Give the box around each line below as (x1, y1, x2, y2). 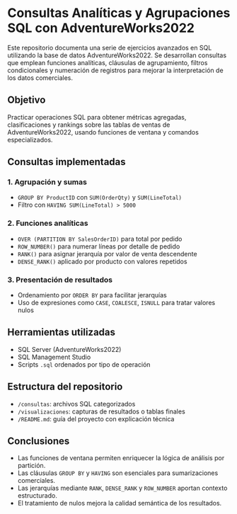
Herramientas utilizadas (7, 326, 115, 338)
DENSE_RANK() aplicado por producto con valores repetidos (17, 257, 187, 265)
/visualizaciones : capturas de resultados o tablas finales (17, 407, 185, 416)
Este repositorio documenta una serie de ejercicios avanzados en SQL (7, 43, 212, 52)
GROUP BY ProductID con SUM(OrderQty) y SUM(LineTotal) (17, 193, 183, 202)
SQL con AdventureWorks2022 (7, 20, 195, 36)
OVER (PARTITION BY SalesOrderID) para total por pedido (17, 234, 183, 243)
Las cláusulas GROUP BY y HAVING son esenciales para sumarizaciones (17, 469, 219, 477)
